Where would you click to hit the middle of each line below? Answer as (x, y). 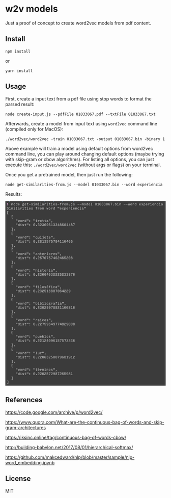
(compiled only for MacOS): (34, 129)
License (18, 479)
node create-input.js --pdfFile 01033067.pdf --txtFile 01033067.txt (81, 114)
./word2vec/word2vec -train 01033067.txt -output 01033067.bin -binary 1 (85, 139)
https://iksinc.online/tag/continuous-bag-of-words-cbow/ (66, 437)
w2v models (32, 9)
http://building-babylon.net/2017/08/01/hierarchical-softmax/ (69, 447)
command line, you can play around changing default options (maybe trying (85, 154)
